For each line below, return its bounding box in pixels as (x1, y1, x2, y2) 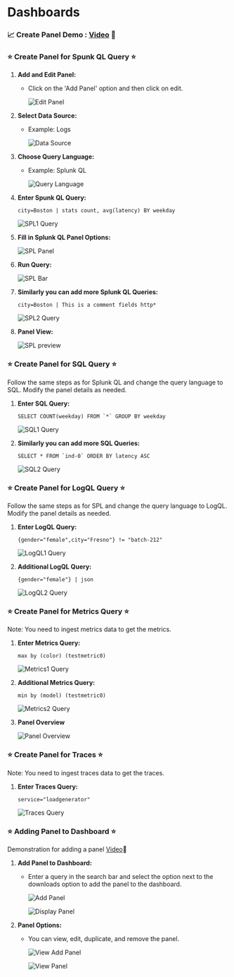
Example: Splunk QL (27, 166, 86, 175)
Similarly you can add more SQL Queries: (17, 439, 141, 447)
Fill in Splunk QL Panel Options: (17, 233, 111, 242)
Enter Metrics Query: (17, 639, 81, 648)
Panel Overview (17, 718, 65, 727)
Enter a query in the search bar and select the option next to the (27, 872, 214, 880)
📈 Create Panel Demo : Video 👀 (7, 30, 116, 40)
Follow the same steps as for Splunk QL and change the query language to (7, 378, 223, 387)
